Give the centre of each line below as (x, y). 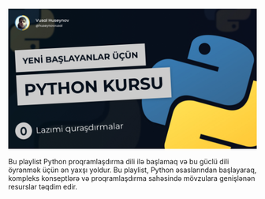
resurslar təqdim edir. (43, 186)
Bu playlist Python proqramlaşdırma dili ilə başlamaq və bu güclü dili (119, 161)
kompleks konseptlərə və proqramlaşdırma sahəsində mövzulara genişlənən (132, 178)
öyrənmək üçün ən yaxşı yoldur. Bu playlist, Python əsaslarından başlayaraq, (132, 170)
